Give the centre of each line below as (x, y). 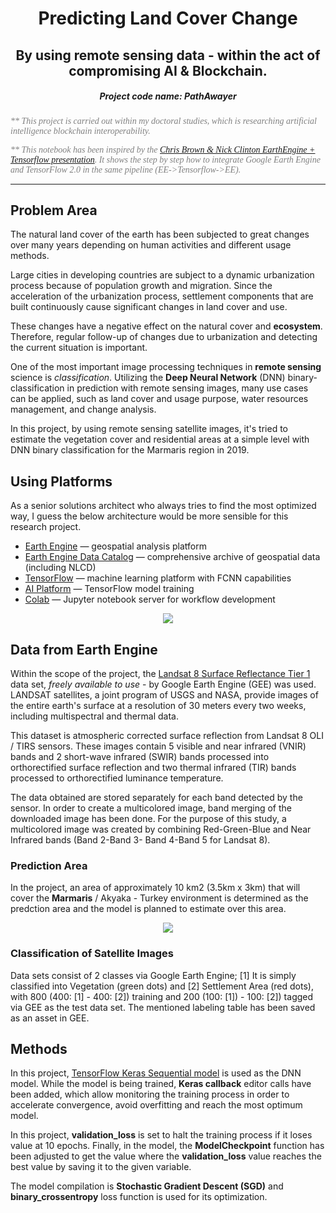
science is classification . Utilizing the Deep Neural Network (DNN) (148, 378)
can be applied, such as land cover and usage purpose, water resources (159, 399)
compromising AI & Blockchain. (168, 70)
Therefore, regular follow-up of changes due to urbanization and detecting (164, 337)
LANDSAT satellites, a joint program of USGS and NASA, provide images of (164, 694)
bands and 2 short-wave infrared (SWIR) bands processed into (140, 756)
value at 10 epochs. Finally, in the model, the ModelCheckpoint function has (167, 1146)
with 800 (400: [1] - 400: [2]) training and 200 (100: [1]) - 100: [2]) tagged (162, 996)
